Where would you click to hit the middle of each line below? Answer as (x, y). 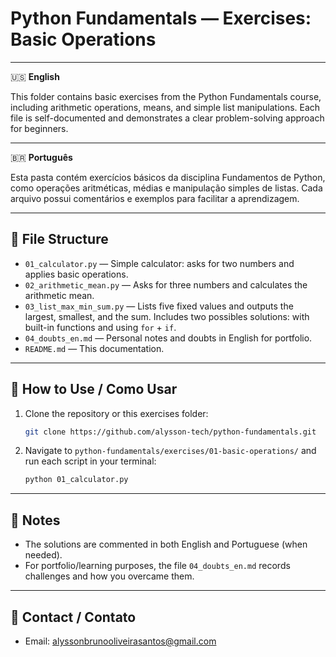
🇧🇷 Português (41, 157)
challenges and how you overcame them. (109, 576)
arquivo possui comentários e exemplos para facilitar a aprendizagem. (155, 198)
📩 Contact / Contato (73, 617)
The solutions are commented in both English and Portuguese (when (166, 544)
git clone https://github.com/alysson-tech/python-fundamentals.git (170, 432)
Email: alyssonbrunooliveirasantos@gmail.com (120, 641)
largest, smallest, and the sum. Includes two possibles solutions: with (167, 316)
